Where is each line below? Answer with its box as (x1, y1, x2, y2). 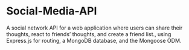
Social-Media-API (6, 4, 97, 18)
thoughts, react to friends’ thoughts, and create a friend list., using (6, 30, 171, 37)
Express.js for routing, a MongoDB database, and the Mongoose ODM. (6, 37, 182, 44)
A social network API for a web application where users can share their (6, 24, 183, 31)
